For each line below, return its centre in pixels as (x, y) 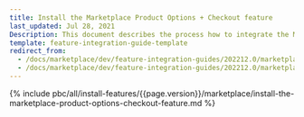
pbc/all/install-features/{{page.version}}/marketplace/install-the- (173, 93)
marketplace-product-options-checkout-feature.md (106, 103)
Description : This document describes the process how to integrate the (149, 34)
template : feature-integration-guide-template (99, 43)
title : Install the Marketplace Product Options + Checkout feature (141, 18)
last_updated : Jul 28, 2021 (62, 26)
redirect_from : (38, 51)
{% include (30, 93)
